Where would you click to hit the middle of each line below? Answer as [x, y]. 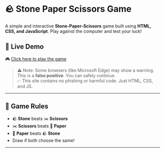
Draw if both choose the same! [43, 140]
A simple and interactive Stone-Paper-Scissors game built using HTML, [78, 26]
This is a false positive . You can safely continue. [66, 75]
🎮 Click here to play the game [36, 59]
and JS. [25, 86]
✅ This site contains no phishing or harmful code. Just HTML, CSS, [85, 81]
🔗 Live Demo [25, 47]
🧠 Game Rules [27, 107]
